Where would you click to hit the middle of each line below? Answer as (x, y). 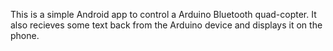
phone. (25, 35)
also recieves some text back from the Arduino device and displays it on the (166, 25)
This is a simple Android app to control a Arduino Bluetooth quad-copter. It (163, 14)
